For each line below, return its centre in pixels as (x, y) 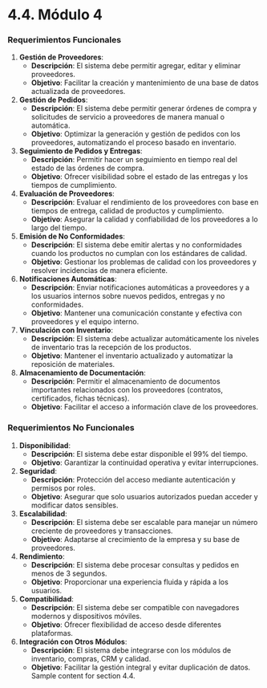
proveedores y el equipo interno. (85, 322)
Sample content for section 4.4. (83, 675)
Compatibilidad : (46, 599)
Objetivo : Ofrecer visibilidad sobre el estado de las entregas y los (140, 177)
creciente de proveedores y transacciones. (102, 531)
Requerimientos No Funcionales (71, 428)
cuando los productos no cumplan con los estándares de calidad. (139, 254)
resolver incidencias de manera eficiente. (99, 271)
